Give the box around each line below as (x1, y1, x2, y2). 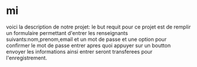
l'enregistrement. (6, 54, 47, 61)
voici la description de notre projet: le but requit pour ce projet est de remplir (6, 23, 191, 30)
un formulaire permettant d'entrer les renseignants (6, 29, 128, 36)
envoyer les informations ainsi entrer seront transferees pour (6, 48, 153, 55)
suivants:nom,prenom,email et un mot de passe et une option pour (6, 36, 167, 43)
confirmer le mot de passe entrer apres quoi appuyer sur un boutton (6, 42, 171, 49)
